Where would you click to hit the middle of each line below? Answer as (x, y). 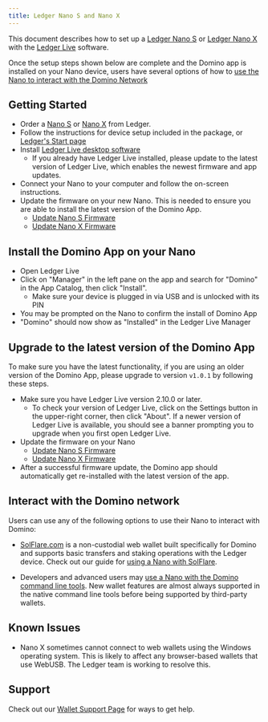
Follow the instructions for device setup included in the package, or (131, 132)
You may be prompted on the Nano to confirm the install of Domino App (138, 314)
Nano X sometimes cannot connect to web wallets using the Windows (135, 647)
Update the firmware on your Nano (77, 442)
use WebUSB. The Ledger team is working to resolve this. (115, 664)
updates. (47, 175)
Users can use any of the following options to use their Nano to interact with (134, 520)
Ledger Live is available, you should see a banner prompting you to (143, 425)
